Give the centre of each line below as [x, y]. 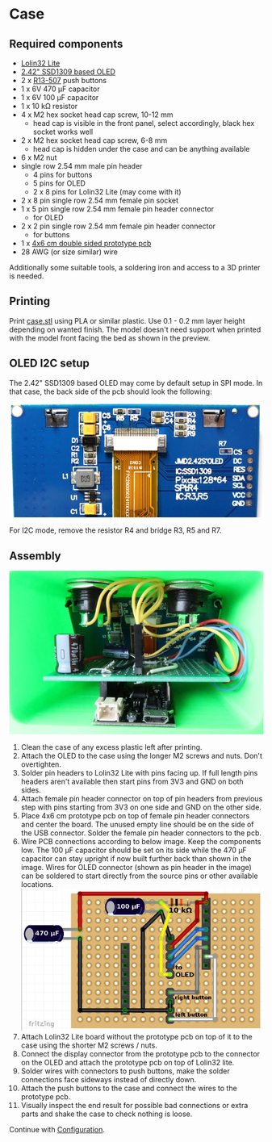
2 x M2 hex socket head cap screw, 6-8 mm [94, 140]
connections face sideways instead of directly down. [109, 1080]
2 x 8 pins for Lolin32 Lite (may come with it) [107, 192]
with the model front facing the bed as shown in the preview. [110, 338]
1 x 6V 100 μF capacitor [60, 97]
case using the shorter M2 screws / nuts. [89, 1045]
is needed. [27, 276]
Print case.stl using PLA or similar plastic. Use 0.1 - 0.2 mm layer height [127, 320]
